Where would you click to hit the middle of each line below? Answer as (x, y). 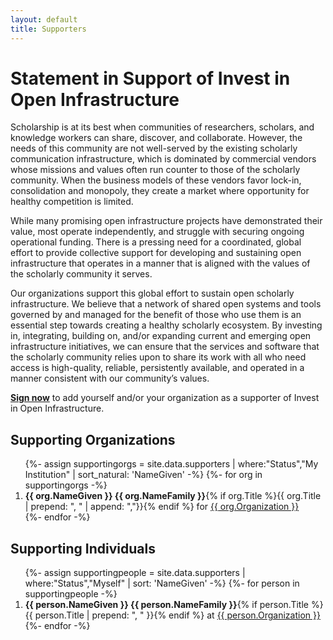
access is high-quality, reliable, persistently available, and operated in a (157, 368)
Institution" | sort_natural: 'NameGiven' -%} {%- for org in (143, 475)
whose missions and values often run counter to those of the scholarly (155, 170)
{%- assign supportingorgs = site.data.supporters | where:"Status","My (171, 464)
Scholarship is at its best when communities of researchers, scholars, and (162, 127)
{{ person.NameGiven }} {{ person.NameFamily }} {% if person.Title (166, 605)
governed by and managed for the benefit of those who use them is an (156, 315)
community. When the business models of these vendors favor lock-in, (156, 180)
